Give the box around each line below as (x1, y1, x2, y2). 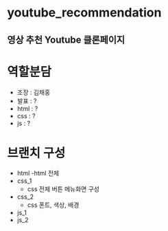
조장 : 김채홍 (16, 88, 51, 96)
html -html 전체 (16, 169, 60, 177)
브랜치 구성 (7, 145, 66, 161)
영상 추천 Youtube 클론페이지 (7, 34, 125, 45)
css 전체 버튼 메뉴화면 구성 (27, 185, 99, 193)
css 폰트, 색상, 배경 (27, 201, 80, 209)
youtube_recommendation (7, 5, 162, 21)
